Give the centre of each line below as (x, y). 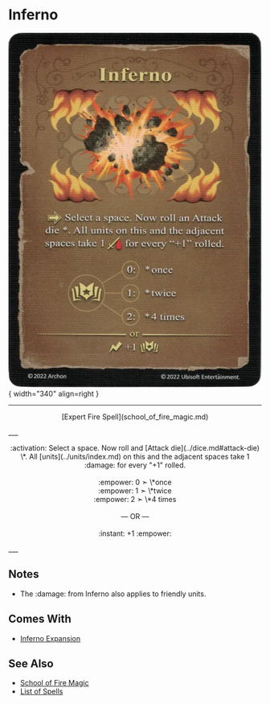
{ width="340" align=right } (54, 393)
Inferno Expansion (50, 638)
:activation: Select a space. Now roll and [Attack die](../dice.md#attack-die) (135, 447)
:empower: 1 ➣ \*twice (135, 490)
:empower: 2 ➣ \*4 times (135, 499)
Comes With (40, 619)
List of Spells (41, 692)
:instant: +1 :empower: (135, 533)
